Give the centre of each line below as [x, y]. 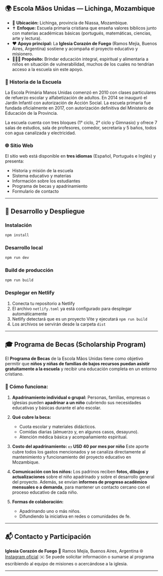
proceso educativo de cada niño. [45, 492]
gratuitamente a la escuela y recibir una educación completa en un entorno [81, 369]
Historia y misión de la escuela [43, 171]
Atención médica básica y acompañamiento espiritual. [73, 437]
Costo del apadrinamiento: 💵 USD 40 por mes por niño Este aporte [80, 446]
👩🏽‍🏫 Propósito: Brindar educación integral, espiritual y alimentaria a [80, 59]
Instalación [18, 225]
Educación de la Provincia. [32, 113]
